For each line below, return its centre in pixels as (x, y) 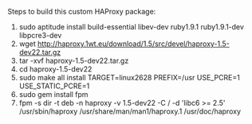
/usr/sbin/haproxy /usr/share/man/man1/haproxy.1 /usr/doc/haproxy (130, 111)
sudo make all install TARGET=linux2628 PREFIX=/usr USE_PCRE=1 (129, 77)
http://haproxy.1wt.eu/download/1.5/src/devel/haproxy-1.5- (134, 44)
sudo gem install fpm (53, 94)
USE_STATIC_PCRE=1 (54, 86)
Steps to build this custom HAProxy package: (82, 12)
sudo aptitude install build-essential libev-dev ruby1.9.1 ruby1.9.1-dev (132, 27)
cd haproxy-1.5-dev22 (55, 69)
